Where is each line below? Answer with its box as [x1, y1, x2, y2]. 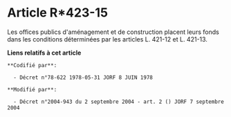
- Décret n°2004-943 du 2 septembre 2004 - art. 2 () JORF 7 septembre [13, 98, 225, 105]
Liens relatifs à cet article [7, 48, 82, 57]
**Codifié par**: [7, 62, 57, 69]
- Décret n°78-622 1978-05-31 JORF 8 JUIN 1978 [13, 74, 154, 81]
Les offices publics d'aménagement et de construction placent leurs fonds [7, 28, 219, 36]
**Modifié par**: [7, 86, 57, 93]
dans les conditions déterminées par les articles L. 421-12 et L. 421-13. [7, 35, 207, 43]
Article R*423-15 [7, 5, 109, 21]
